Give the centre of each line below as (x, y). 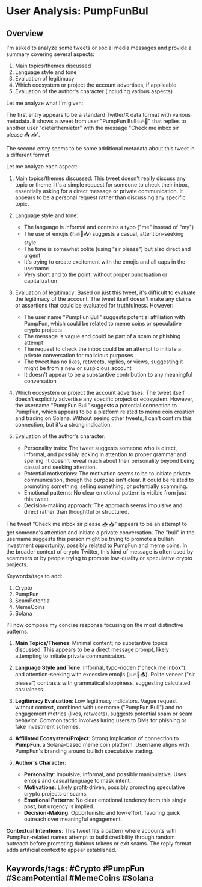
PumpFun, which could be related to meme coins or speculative (103, 323)
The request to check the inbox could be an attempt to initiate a (103, 349)
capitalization (41, 281)
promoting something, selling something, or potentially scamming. (106, 486)
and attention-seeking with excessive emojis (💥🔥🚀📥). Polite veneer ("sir (105, 674)
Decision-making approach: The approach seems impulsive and (103, 505)
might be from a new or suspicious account (78, 368)
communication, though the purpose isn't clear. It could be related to (109, 480)
